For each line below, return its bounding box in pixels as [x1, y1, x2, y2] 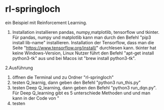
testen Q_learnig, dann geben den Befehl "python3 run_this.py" [12, 80, 141, 85]
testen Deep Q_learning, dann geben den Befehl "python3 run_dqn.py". [12, 84, 157, 90]
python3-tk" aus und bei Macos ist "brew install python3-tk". [12, 55, 136, 61]
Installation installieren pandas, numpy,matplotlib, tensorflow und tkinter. [12, 29, 160, 35]
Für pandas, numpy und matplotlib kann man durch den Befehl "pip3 [12, 34, 151, 40]
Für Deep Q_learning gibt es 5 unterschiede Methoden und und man [12, 90, 151, 96]
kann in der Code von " [12, 95, 60, 101]
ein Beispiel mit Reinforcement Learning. [5, 20, 87, 26]
